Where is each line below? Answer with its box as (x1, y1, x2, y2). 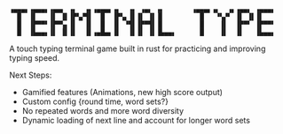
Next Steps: (9, 70, 52, 80)
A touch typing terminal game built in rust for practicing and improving (9, 43, 266, 54)
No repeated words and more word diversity (21, 106, 185, 115)
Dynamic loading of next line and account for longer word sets (21, 115, 251, 125)
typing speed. (9, 53, 60, 63)
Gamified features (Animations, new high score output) (21, 87, 224, 97)
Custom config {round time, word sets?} (21, 96, 169, 107)
